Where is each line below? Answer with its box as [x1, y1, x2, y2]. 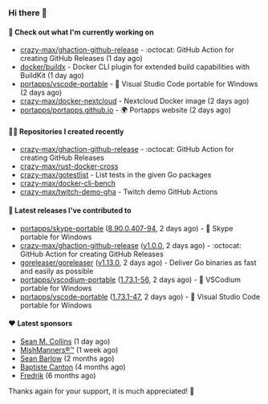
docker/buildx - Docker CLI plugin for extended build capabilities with [19, 62, 250, 71]
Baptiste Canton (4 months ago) [19, 361, 126, 372]
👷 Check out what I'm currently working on [8, 27, 154, 37]
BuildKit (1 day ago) [19, 71, 84, 80]
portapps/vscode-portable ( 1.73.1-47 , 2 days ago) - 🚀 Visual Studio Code [19, 292, 261, 301]
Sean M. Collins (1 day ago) [19, 337, 111, 346]
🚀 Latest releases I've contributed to [8, 205, 132, 215]
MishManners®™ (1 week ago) [19, 345, 119, 354]
